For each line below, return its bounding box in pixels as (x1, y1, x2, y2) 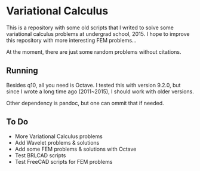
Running (6, 66, 39, 76)
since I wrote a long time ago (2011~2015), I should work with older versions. (6, 88, 194, 95)
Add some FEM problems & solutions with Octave (14, 145, 137, 152)
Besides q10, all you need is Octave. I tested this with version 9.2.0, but (6, 81, 181, 88)
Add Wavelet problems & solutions (14, 139, 100, 146)
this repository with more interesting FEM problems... (6, 36, 137, 44)
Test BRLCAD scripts (14, 151, 66, 159)
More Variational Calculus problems (14, 133, 103, 140)
